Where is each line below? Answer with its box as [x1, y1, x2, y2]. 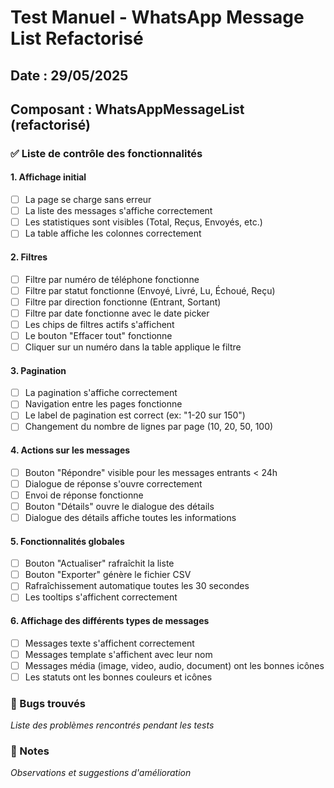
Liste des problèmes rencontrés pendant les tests [10, 719, 215, 731]
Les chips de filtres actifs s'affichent [24, 318, 175, 330]
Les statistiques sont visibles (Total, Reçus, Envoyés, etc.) [24, 216, 263, 228]
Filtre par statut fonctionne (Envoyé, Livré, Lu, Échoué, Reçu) [24, 284, 276, 296]
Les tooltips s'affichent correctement [24, 591, 178, 603]
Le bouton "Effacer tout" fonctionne [24, 329, 173, 341]
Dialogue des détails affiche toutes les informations [24, 511, 237, 523]
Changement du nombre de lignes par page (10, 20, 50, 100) [24, 421, 274, 433]
